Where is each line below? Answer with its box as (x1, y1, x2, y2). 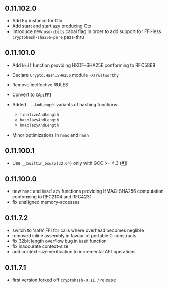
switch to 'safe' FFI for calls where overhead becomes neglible (12, 227, 144, 233)
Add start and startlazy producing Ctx (12, 23, 92, 29)
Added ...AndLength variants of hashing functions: (12, 101, 119, 107)
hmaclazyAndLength (19, 123, 59, 128)
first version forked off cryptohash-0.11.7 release (12, 277, 116, 283)
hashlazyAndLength (19, 117, 59, 122)
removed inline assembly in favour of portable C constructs (12, 233, 137, 239)
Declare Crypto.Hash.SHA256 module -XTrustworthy (12, 72, 119, 78)
